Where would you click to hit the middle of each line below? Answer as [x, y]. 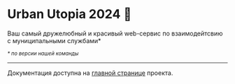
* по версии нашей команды [43, 53]
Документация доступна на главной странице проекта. [90, 73]
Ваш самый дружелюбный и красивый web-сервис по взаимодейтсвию [115, 33]
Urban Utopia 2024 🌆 [70, 14]
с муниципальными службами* [54, 40]
